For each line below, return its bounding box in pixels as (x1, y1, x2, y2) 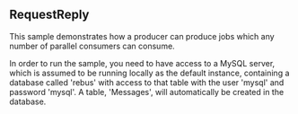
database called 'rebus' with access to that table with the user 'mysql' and (9, 76, 285, 88)
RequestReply (9, 7, 90, 22)
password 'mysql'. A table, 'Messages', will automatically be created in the (9, 86, 285, 97)
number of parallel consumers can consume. (9, 40, 175, 51)
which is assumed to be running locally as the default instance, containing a (9, 67, 290, 78)
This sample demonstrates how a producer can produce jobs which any (9, 31, 276, 41)
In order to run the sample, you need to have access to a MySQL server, (9, 57, 276, 68)
